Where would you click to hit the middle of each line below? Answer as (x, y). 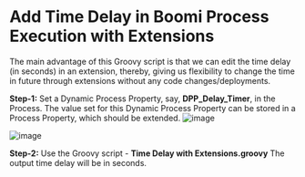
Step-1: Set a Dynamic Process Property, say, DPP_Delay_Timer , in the (142, 99)
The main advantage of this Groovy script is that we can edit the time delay (150, 61)
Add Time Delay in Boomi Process (139, 17)
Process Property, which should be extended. (95, 118)
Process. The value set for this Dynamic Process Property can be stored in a (152, 108)
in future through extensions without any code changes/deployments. (140, 80)
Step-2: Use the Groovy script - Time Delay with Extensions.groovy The (147, 153)
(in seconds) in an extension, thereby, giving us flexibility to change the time (152, 71)
